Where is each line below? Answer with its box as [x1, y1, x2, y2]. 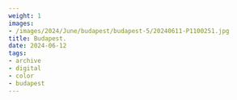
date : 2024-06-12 [8, 42, 67, 50]
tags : [8, 49, 27, 57]
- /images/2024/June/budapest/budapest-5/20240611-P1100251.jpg [8, 27, 230, 35]
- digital [8, 65, 42, 73]
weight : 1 [8, 11, 42, 20]
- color [8, 72, 35, 80]
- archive [8, 57, 42, 65]
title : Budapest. [8, 34, 67, 43]
